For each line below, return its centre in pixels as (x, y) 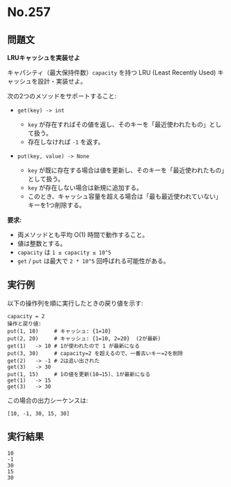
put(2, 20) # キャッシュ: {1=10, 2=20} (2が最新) (84, 338)
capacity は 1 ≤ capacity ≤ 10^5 (64, 252)
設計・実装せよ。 (62, 81)
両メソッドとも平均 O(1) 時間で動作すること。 (83, 235)
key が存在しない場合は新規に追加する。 (85, 188)
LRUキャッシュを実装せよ (44, 58)
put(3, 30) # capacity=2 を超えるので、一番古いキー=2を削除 (95, 353)
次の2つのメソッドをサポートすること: (62, 96)
